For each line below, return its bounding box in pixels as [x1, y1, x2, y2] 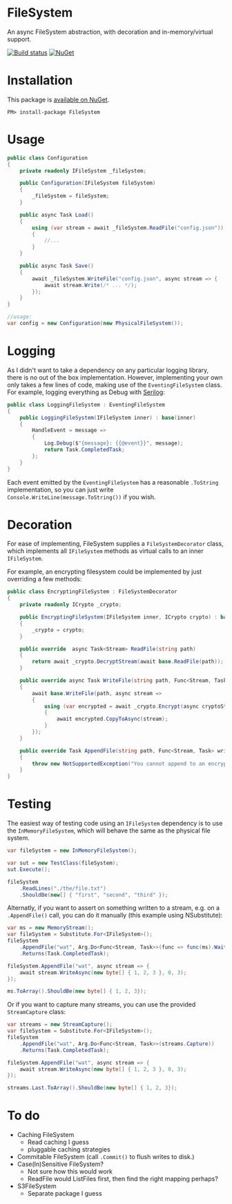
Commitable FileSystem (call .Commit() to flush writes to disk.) [17, 1153, 195, 1161]
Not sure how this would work [27, 1167, 113, 1176]
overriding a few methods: [7, 575, 82, 583]
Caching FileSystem [17, 1131, 75, 1139]
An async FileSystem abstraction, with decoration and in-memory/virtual [7, 28, 213, 36]
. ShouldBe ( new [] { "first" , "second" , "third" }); [19, 891, 168, 898]
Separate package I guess [27, 1190, 102, 1198]
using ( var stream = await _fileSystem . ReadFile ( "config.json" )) [32, 224, 224, 231]
